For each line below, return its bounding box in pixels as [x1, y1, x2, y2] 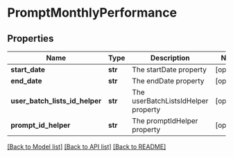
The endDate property [131, 76, 205, 85]
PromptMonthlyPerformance [7, 5, 178, 21]
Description [150, 53, 190, 63]
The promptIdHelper [131, 116, 198, 126]
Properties [7, 33, 54, 44]
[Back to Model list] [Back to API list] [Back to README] [7, 142, 166, 151]
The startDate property [131, 65, 207, 74]
